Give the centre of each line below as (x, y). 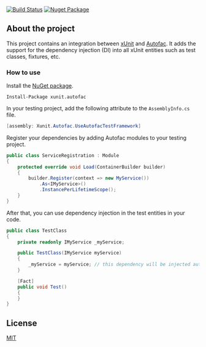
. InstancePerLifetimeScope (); (78, 190)
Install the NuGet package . (40, 86)
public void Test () (42, 287)
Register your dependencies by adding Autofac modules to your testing (97, 137)
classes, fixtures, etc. (33, 56)
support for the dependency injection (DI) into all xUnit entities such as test (101, 50)
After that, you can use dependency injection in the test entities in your (96, 213)
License (22, 323)
